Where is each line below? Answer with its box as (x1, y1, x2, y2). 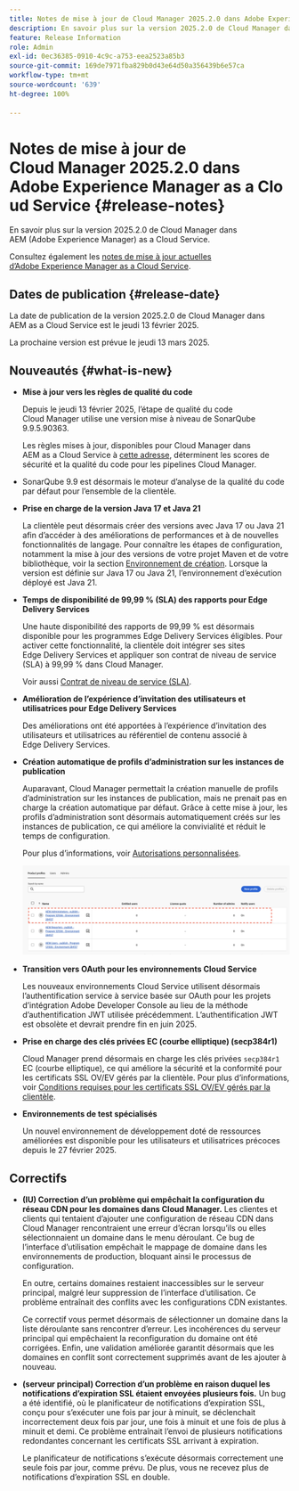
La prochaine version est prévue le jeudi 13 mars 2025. (9, 337, 210, 348)
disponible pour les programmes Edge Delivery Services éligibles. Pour (21, 631, 283, 642)
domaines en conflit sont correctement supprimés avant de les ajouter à (21, 1352, 287, 1363)
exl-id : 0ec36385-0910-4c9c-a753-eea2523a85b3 (9, 52, 185, 61)
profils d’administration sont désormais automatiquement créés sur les (21, 812, 281, 823)
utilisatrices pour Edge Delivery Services (21, 703, 177, 714)
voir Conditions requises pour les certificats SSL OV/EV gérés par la (21, 1082, 271, 1093)
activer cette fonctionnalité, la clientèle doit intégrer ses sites (21, 640, 246, 651)
